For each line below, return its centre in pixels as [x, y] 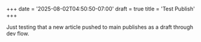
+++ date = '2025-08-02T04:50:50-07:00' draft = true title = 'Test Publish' [101, 9]
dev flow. [18, 33]
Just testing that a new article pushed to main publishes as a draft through [100, 27]
